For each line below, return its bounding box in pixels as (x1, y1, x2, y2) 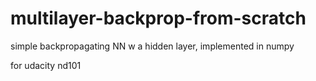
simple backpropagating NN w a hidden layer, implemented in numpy (10, 40, 295, 52)
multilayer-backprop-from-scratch (10, 7, 307, 30)
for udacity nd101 (10, 59, 82, 71)
